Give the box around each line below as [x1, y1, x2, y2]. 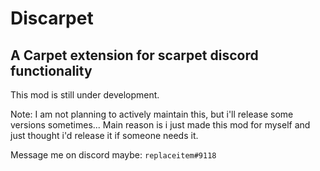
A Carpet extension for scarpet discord [10, 47, 259, 64]
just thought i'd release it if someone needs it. [10, 130, 199, 141]
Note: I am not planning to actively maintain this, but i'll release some [10, 108, 294, 120]
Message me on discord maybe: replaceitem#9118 [10, 149, 217, 161]
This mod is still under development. [10, 89, 160, 101]
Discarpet [10, 7, 94, 30]
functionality [10, 62, 93, 79]
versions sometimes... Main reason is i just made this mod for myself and [10, 119, 311, 131]
